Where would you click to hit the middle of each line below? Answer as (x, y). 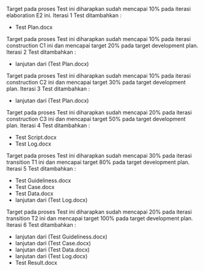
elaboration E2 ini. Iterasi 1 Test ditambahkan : (64, 15)
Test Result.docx (36, 263)
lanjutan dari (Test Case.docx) (53, 243)
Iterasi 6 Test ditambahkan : (41, 225)
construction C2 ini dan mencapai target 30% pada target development (96, 82)
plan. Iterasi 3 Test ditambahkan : (48, 89)
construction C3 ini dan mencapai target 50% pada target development (96, 119)
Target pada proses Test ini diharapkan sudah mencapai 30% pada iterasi (99, 156)
